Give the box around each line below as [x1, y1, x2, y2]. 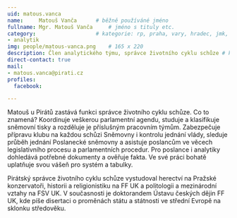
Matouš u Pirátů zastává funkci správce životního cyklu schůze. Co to [7, 108, 209, 116]
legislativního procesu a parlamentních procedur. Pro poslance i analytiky [7, 145, 221, 154]
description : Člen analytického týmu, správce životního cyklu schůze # [7, 50, 226, 57]
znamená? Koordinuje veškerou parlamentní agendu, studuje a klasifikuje [7, 116, 220, 124]
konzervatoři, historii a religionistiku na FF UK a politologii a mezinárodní [7, 181, 217, 190]
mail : [7, 63, 23, 70]
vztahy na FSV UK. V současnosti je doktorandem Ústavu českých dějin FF [7, 189, 225, 198]
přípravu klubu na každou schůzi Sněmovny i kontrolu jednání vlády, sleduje [7, 131, 228, 139]
